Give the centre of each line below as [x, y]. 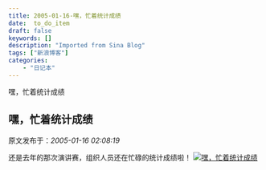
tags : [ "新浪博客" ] [39, 53]
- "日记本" [39, 68]
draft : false [30, 30]
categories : [28, 61]
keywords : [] [30, 38]
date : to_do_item [39, 23]
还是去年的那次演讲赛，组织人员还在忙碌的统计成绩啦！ [100, 157]
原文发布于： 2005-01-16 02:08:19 [64, 140]
